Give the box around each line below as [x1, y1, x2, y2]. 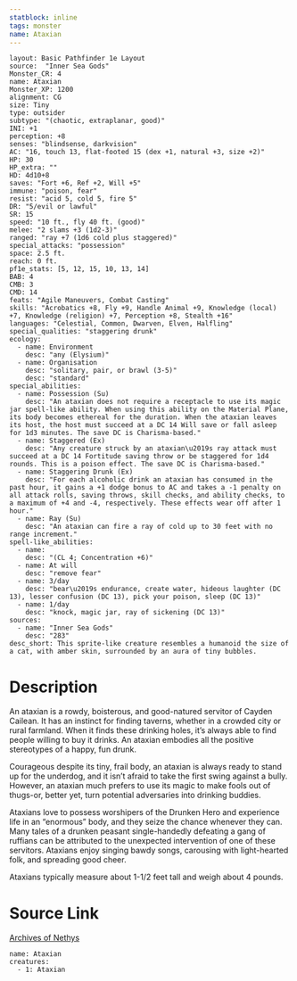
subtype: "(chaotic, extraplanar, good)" [9, 117, 166, 126]
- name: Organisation [17, 359, 98, 367]
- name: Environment [17, 342, 94, 352]
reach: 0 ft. [9, 257, 58, 266]
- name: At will [17, 561, 78, 571]
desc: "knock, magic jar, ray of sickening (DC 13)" [25, 608, 226, 617]
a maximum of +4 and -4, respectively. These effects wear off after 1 [9, 499, 281, 508]
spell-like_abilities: [9, 538, 94, 547]
